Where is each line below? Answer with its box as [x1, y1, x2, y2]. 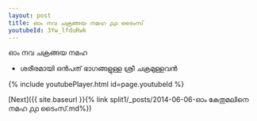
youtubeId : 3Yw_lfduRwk [8, 26, 87, 34]
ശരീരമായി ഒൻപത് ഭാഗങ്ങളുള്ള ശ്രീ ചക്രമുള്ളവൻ [19, 64, 178, 74]
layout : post [8, 11, 52, 20]
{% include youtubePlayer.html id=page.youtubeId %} [8, 80, 185, 89]
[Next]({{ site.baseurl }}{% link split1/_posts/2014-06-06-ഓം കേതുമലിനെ [8, 95, 249, 104]
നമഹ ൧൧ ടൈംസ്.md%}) [8, 104, 92, 113]
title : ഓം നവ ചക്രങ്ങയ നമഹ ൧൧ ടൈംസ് [8, 19, 144, 27]
